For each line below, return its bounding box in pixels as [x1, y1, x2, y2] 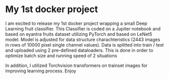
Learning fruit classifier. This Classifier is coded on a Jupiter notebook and [5, 25, 161, 31]
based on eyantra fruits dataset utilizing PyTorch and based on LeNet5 [5, 31, 153, 37]
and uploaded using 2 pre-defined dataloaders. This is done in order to [5, 47, 153, 53]
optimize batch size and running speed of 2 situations [5, 52, 117, 59]
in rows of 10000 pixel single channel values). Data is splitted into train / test [5, 42, 164, 48]
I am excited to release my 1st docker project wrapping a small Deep [5, 20, 148, 26]
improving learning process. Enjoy [5, 67, 76, 74]
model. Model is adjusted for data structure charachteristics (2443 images [5, 36, 160, 43]
